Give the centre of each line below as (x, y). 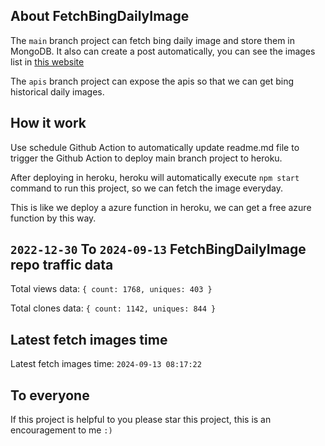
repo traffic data (62, 265)
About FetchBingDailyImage (100, 16)
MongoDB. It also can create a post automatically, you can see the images (163, 51)
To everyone (50, 395)
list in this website (47, 61)
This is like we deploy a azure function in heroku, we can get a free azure (161, 207)
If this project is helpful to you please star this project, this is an (141, 420)
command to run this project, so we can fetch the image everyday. (147, 188)
